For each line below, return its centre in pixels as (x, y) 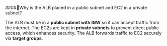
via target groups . (24, 38)
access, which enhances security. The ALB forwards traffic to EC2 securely (83, 33)
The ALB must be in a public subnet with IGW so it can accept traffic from (82, 23)
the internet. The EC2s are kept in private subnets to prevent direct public (82, 28)
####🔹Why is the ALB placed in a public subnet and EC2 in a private (76, 8)
